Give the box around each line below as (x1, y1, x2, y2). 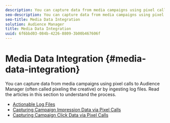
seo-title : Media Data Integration (5, 17, 80, 22)
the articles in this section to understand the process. (5, 91, 116, 97)
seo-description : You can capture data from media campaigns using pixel (5, 12, 164, 17)
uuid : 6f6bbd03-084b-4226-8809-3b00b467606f (5, 31, 101, 36)
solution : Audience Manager (5, 21, 65, 27)
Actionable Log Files (12, 101, 56, 107)
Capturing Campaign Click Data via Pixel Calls (12, 112, 109, 118)
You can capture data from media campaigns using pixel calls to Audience (5, 80, 160, 86)
